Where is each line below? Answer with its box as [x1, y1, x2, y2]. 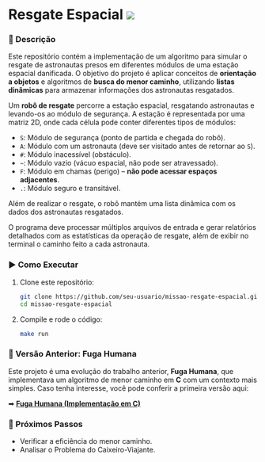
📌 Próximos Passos [8, 418, 83, 430]
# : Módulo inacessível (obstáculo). [19, 150, 132, 159]
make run [19, 330, 49, 338]
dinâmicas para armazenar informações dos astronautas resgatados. [8, 86, 235, 95]
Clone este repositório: [19, 277, 95, 287]
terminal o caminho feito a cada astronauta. [8, 239, 150, 249]
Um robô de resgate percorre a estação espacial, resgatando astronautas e [8, 101, 255, 110]
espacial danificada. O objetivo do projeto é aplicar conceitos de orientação [8, 69, 257, 78]
